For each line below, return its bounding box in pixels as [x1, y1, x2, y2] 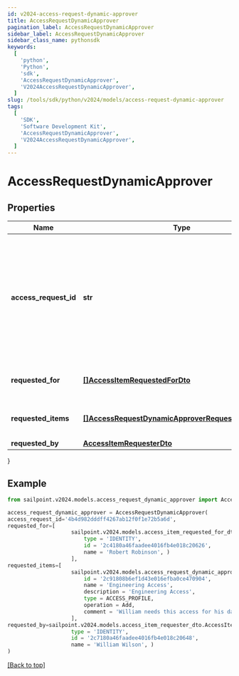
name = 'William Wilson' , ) [70, 641, 154, 648]
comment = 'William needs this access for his [83, 608, 224, 616]
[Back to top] [7, 661, 46, 670]
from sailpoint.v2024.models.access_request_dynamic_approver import [7, 496, 218, 503]
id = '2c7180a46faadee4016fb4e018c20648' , [70, 635, 199, 642]
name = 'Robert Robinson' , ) [83, 549, 171, 556]
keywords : [7, 43, 37, 51]
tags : [7, 103, 23, 110]
